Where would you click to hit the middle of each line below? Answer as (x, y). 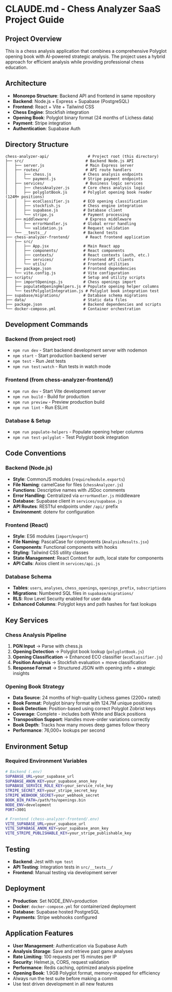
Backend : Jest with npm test (43, 862)
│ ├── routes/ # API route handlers (68, 170)
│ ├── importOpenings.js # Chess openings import (71, 282)
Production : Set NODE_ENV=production (55, 901)
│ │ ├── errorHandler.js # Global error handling (71, 223)
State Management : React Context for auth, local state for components (88, 558)
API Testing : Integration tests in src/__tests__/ (63, 867)
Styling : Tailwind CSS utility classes (50, 552)
